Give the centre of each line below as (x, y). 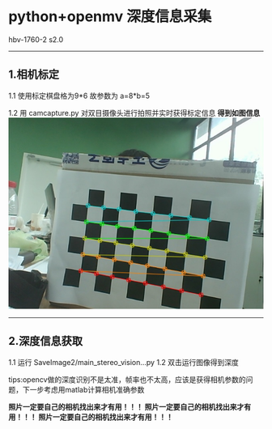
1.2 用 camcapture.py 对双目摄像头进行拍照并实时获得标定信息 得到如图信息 (134, 113)
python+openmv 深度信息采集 (110, 17)
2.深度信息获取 (46, 341)
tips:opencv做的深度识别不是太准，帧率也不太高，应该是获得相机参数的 (127, 379)
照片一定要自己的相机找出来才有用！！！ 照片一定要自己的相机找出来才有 (130, 406)
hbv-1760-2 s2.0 (36, 39)
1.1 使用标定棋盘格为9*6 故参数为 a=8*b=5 (79, 96)
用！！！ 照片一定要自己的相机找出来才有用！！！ (91, 417)
